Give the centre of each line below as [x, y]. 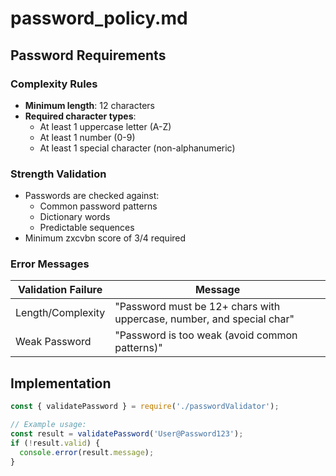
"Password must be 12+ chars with [197, 307]
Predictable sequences [87, 228]
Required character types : [80, 116]
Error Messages [50, 264]
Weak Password [53, 342]
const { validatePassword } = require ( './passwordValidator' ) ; [145, 407]
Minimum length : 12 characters [89, 105]
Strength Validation [58, 174]
